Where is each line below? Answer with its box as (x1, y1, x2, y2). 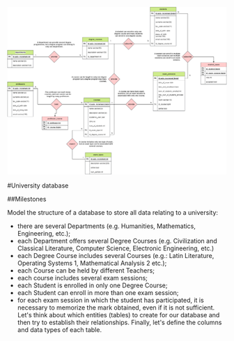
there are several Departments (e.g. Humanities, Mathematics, (17, 222, 196, 230)
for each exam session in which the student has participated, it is (17, 296, 204, 305)
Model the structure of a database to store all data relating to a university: (7, 209, 218, 217)
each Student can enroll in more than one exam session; (17, 289, 179, 297)
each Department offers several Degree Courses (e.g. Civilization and (17, 237, 217, 245)
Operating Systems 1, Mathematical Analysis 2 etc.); (17, 259, 167, 268)
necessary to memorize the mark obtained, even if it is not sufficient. (17, 303, 215, 312)
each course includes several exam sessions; (17, 274, 148, 282)
